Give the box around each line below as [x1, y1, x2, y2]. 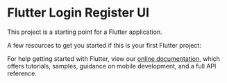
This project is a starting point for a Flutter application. [7, 28, 162, 36]
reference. [7, 69, 37, 77]
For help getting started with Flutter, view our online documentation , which [7, 54, 221, 63]
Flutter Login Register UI [7, 5, 150, 21]
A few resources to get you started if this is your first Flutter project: [7, 41, 201, 49]
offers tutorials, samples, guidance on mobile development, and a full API [7, 62, 217, 70]
